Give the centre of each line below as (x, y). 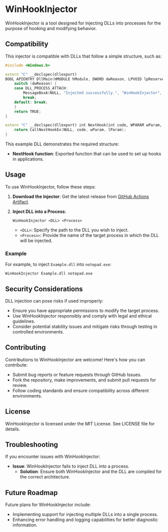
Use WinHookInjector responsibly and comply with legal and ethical (82, 315)
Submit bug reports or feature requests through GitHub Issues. (77, 374)
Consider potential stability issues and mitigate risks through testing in (85, 326)
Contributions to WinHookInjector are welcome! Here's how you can (75, 359)
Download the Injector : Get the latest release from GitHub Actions (80, 196)
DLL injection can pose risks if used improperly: (54, 300)
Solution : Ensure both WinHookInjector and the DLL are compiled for (91, 471)
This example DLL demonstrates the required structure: (62, 144)
